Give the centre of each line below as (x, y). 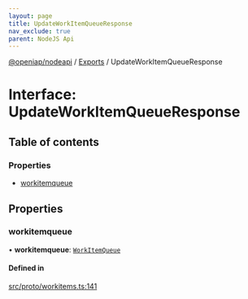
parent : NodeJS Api (41, 39)
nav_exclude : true (39, 31)
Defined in (26, 268)
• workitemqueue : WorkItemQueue (65, 249)
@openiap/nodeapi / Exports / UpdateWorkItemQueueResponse (115, 62)
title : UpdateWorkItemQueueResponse (70, 24)
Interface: (43, 95)
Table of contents (54, 142)
